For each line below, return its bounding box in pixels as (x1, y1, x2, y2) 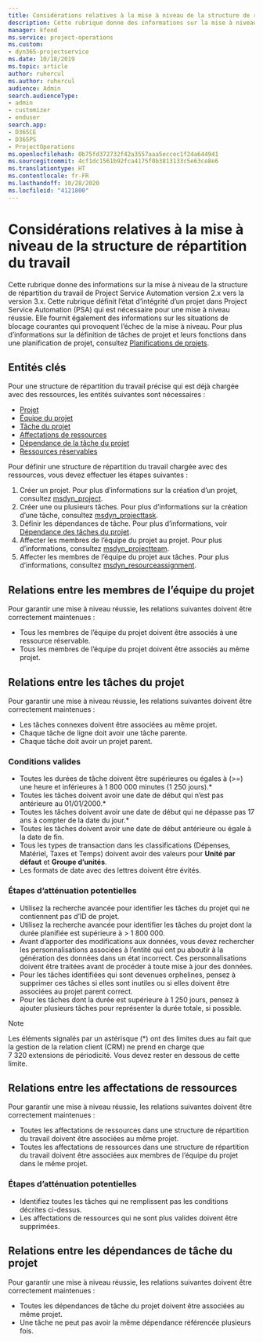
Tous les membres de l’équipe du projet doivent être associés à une (19, 628, 238, 637)
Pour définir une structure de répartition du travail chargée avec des (8, 462, 228, 472)
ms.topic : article (8, 63, 68, 71)
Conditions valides (8, 756, 81, 767)
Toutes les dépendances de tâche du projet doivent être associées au (19, 1300, 245, 1311)
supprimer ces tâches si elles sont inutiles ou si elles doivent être (19, 978, 229, 987)
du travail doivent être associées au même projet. (19, 1134, 179, 1143)
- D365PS (8, 135, 37, 144)
